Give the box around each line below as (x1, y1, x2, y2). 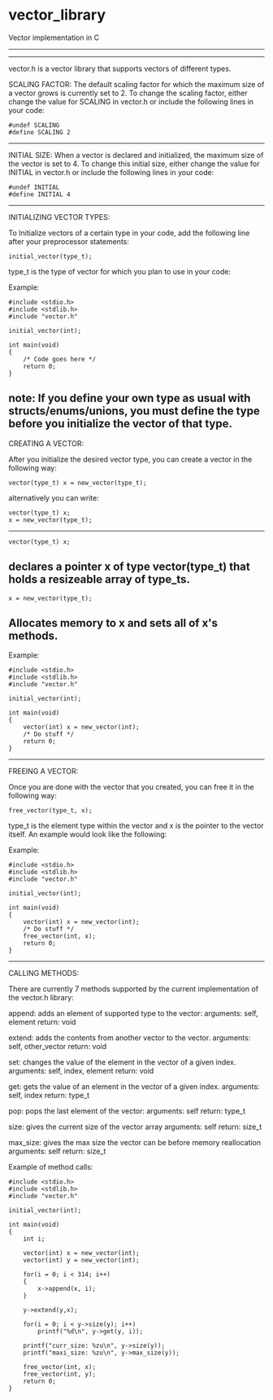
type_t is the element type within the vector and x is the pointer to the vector (8, 820, 264, 831)
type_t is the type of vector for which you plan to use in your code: (8, 266, 232, 276)
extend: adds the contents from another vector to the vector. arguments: (8, 1033, 251, 1043)
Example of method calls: (8, 1162, 93, 1172)
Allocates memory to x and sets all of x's (8, 616, 218, 630)
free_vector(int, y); (23, 1370, 96, 1379)
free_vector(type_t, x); (8, 807, 93, 815)
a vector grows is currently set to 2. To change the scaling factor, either (8, 88, 248, 98)
